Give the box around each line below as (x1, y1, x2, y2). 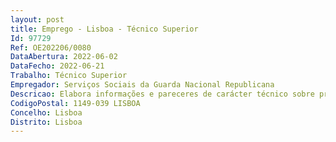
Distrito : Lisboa (10, 117, 83, 127)
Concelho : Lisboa (10, 107, 83, 118)
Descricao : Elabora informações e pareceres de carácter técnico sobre (10, 89, 315, 99)
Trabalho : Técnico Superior (10, 71, 128, 81)
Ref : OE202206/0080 (10, 42, 92, 53)
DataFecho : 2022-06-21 (10, 61, 105, 71)
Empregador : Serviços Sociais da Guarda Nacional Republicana (10, 80, 275, 90)
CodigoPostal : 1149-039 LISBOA (10, 98, 141, 108)
